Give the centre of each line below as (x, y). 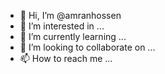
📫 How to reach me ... (66, 58)
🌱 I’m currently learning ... (73, 36)
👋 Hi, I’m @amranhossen (70, 15)
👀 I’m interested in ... (62, 26)
